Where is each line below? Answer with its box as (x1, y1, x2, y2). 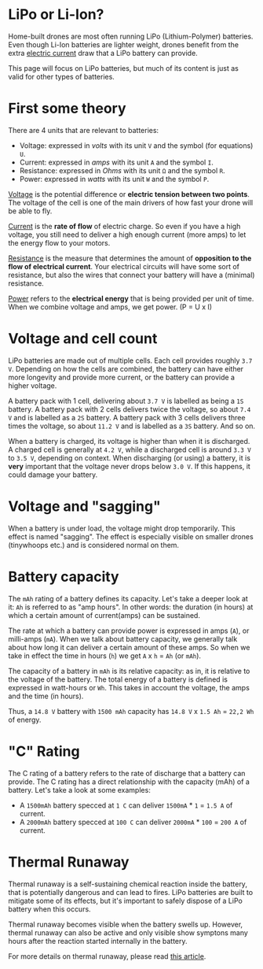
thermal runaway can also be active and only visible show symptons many (8, 927, 249, 938)
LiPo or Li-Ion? (8, 6, 104, 24)
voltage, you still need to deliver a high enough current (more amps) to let (8, 230, 247, 239)
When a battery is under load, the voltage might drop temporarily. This (8, 523, 236, 533)
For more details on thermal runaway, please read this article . (8, 951, 206, 961)
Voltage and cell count (8, 330, 158, 348)
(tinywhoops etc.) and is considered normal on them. (8, 540, 179, 549)
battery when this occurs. (8, 904, 92, 914)
